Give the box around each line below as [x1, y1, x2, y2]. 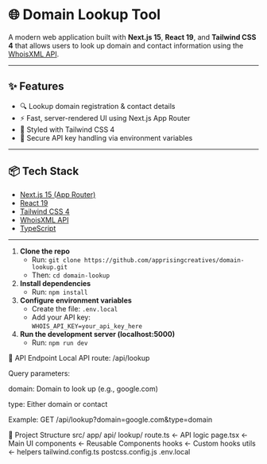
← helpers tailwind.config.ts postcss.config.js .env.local [8, 447, 191, 456]
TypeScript [19, 223, 56, 233]
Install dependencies [19, 278, 91, 288]
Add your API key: [31, 312, 91, 322]
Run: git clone [31, 254, 81, 264]
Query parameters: [8, 368, 70, 378]
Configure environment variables [19, 296, 133, 305]
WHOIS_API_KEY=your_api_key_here [31, 322, 143, 331]
